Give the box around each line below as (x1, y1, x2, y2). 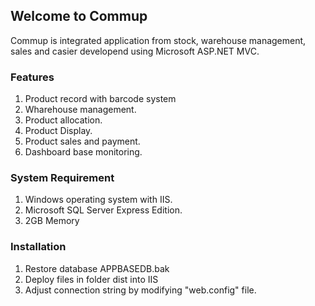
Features (10, 70, 55, 84)
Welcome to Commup (10, 8, 148, 25)
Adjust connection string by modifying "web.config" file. (24, 284, 257, 296)
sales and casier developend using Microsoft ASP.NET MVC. (10, 45, 260, 57)
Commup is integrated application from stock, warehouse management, (10, 34, 307, 46)
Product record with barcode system (24, 93, 177, 105)
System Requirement (10, 171, 115, 185)
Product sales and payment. (24, 135, 141, 148)
